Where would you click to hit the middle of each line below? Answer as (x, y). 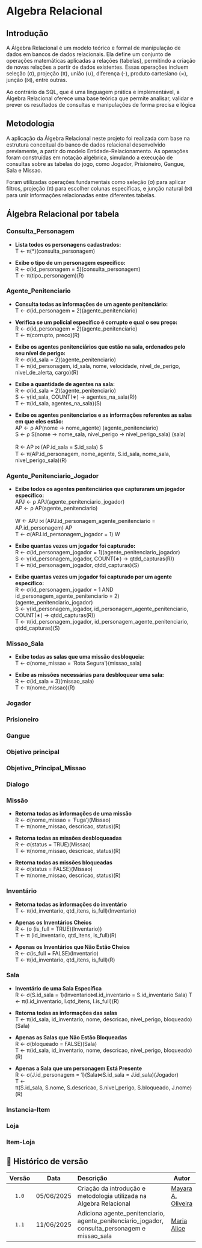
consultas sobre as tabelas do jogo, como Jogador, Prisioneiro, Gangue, (96, 163)
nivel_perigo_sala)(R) (41, 460)
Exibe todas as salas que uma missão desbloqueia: (80, 657)
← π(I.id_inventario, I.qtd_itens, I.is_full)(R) (67, 1001)
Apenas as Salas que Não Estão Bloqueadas (71, 1037)
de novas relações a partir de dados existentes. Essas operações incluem (97, 67)
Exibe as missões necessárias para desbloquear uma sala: (89, 675)
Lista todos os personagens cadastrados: (68, 244)
